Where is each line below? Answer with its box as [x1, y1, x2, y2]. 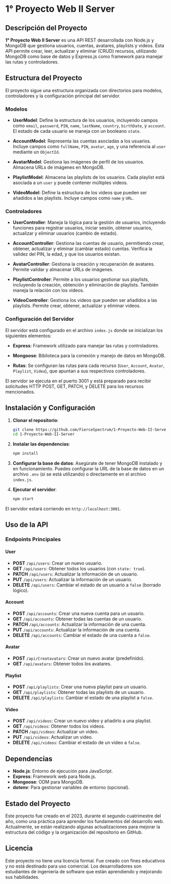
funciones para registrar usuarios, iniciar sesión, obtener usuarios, [12, 225, 153, 231]
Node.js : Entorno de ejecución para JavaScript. [12, 768, 113, 774]
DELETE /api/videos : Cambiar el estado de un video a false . [12, 739, 141, 746]
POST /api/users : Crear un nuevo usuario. [12, 560, 103, 566]
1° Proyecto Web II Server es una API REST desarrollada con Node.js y [5, 37, 154, 43]
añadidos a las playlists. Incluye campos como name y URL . [12, 195, 134, 201]
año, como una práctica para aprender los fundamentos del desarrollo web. [5, 818, 164, 824]
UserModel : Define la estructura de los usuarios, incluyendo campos [12, 117, 158, 124]
